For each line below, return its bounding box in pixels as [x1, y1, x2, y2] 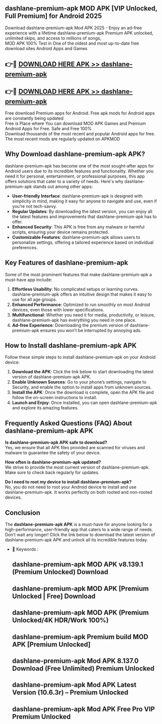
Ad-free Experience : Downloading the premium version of [12, 322, 129, 328]
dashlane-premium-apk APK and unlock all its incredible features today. [5, 537, 148, 543]
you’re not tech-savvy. [12, 203, 57, 209]
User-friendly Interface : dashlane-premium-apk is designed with [12, 193, 143, 199]
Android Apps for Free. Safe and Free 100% [5, 126, 92, 132]
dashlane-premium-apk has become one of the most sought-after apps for [5, 163, 154, 168]
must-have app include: [5, 277, 52, 283]
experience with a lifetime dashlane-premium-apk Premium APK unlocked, [5, 30, 154, 36]
